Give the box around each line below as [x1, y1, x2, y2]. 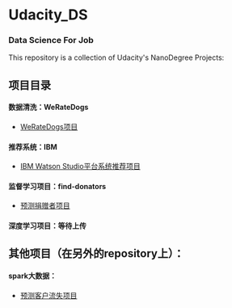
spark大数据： [8, 271, 57, 281]
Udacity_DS [8, 6, 88, 24]
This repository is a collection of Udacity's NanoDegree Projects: [8, 53, 225, 62]
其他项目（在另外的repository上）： [8, 247, 184, 260]
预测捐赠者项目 [19, 200, 70, 211]
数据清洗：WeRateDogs [8, 103, 89, 112]
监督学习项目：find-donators [8, 181, 107, 191]
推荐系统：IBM [8, 141, 58, 151]
